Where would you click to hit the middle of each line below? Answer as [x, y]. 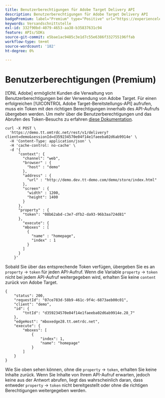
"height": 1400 [42, 198]
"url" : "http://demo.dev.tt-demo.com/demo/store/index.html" [92, 180]
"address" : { [37, 176]
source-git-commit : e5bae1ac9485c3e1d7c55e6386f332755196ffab [70, 37]
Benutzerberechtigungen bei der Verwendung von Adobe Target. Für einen [81, 99]
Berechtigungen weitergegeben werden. [46, 391]
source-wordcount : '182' [30, 46]
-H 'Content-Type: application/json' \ [50, 141]
